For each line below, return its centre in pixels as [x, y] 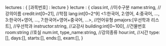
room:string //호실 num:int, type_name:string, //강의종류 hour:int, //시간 [77, 32]
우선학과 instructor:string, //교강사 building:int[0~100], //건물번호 [81, 26]
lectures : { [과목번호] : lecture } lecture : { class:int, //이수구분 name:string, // [83, 7]
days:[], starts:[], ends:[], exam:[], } [47, 38]
